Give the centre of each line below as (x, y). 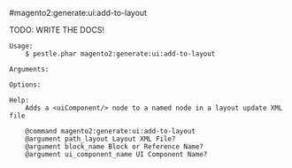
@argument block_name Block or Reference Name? (114, 147)
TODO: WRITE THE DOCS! (57, 30)
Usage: (21, 46)
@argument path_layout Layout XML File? (100, 139)
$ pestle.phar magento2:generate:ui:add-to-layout (120, 54)
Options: (25, 85)
